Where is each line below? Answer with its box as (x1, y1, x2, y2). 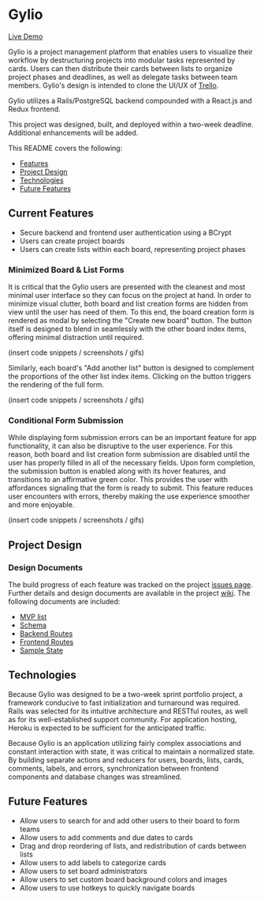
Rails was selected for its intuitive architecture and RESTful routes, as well (8, 706, 248, 716)
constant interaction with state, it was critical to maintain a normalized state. (8, 747, 255, 756)
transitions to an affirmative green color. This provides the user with (8, 475, 229, 484)
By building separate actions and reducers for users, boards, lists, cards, (8, 755, 244, 764)
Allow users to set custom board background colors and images (19, 875, 228, 884)
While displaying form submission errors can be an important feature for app (8, 433, 257, 442)
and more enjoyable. (8, 500, 75, 510)
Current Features (8, 207, 95, 220)
